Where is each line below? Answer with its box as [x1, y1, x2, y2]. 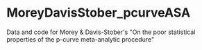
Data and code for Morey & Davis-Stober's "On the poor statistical [6, 28, 196, 36]
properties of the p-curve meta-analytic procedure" [6, 35, 154, 43]
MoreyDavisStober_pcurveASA [6, 5, 191, 21]
